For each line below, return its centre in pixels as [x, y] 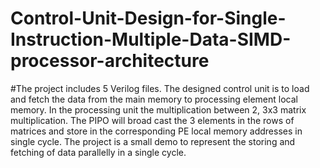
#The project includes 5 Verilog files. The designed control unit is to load [160, 88]
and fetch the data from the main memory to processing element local [154, 99]
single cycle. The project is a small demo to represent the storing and [153, 141]
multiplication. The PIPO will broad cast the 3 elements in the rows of [152, 120]
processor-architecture [110, 61]
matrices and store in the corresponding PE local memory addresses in [156, 131]
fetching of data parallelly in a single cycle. [98, 152]
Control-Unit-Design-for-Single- [148, 18]
